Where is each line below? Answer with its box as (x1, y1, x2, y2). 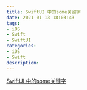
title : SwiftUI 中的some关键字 (6, 9, 81, 15)
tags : (6, 20, 20, 26)
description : (6, 60, 40, 66)
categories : (6, 43, 37, 49)
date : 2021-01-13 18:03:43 (6, 15, 75, 21)
